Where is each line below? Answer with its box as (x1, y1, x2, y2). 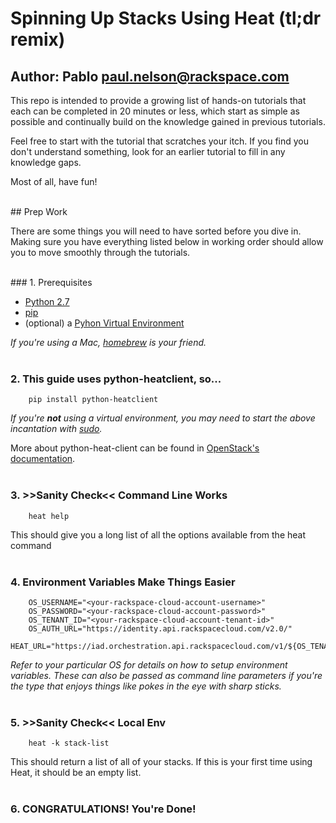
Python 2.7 (24, 296, 70, 307)
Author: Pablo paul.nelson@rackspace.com (10, 68, 290, 85)
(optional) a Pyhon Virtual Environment (24, 317, 185, 329)
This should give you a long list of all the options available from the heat (10, 528, 307, 541)
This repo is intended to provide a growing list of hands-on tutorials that (10, 95, 307, 106)
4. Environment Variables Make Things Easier (10, 575, 236, 589)
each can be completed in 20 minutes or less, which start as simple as (10, 105, 300, 117)
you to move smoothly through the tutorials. (10, 247, 191, 258)
